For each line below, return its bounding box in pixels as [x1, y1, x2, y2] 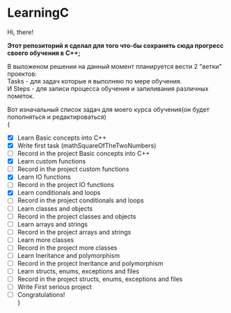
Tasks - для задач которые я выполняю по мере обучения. [7, 77, 182, 85]
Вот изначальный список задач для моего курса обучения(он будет [7, 105, 210, 113]
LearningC [7, 5, 70, 21]
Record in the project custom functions [17, 165, 129, 173]
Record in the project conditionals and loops [17, 196, 144, 204]
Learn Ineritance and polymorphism [17, 251, 120, 259]
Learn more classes [17, 235, 74, 244]
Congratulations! [17, 291, 65, 299]
